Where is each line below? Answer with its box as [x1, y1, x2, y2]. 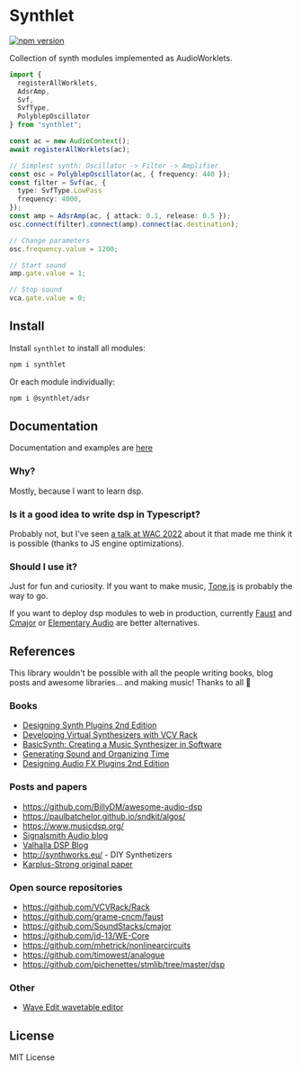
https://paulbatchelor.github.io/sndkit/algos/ [22, 811, 186, 821]
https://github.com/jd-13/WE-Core [22, 930, 150, 941]
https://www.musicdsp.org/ [22, 821, 124, 831]
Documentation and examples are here [9, 442, 153, 453]
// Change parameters [9, 236, 91, 245]
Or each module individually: [9, 376, 115, 387]
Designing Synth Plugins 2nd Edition [22, 720, 157, 730]
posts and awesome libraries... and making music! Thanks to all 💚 [9, 677, 252, 688]
